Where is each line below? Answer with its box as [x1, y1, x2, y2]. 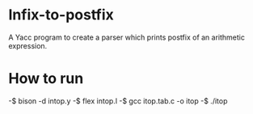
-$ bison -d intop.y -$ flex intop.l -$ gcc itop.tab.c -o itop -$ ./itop [8, 95, 228, 106]
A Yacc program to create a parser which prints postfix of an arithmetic [8, 32, 245, 42]
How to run [8, 70, 84, 88]
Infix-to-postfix [8, 6, 115, 24]
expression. [8, 40, 48, 50]
